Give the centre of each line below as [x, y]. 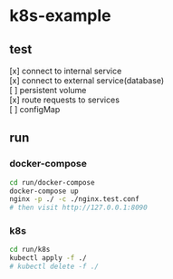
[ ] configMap [35, 109]
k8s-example [60, 16]
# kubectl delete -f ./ [54, 267]
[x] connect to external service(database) [87, 81]
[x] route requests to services [65, 100]
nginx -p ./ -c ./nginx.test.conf [75, 199]
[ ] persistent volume [48, 90]
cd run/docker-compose [52, 182]
